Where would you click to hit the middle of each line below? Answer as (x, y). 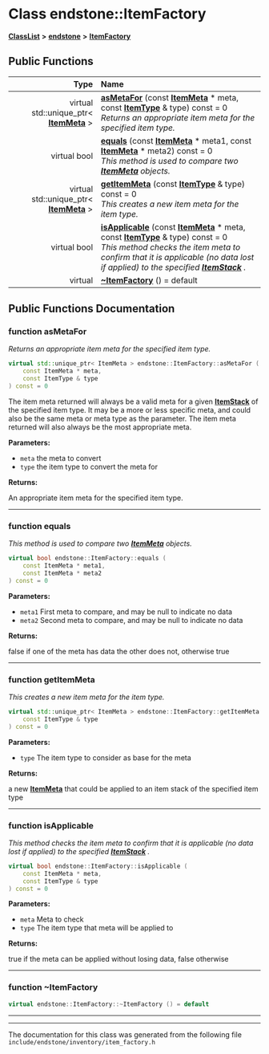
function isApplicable (51, 825)
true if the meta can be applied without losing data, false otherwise (118, 959)
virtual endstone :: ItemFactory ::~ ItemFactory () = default (109, 1004)
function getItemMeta (52, 679)
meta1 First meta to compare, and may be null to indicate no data (126, 612)
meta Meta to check (52, 919)
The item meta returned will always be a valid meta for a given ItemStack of (133, 401)
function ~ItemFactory (53, 987)
